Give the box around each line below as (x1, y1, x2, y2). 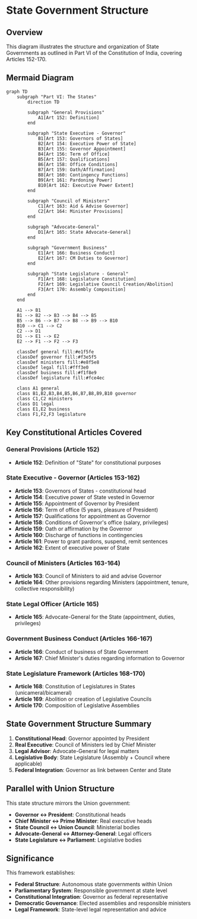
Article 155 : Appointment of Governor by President (14, 500, 139, 507)
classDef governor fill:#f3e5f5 (17, 354, 97, 360)
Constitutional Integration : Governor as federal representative (14, 893, 169, 901)
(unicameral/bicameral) (14, 689, 72, 696)
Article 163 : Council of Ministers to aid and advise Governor (14, 572, 162, 580)
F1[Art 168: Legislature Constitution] (37, 276, 136, 282)
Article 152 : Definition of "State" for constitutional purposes (14, 459, 161, 466)
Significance (6, 854, 55, 863)
